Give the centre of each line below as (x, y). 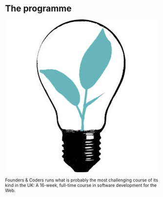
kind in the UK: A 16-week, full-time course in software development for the (81, 185)
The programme (38, 9)
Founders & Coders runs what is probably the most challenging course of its (82, 180)
